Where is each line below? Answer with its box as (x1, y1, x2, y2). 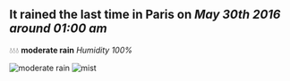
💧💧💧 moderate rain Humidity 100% (9, 45, 132, 55)
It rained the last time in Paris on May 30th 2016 (9, 7, 281, 22)
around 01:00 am (9, 21, 107, 36)
